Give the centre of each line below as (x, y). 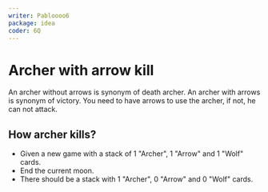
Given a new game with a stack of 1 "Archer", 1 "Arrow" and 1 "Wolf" (132, 154)
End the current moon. (57, 171)
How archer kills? (52, 134)
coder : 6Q (25, 30)
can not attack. (33, 110)
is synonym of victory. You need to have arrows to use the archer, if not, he (132, 101)
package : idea (32, 23)
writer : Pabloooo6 (39, 16)
